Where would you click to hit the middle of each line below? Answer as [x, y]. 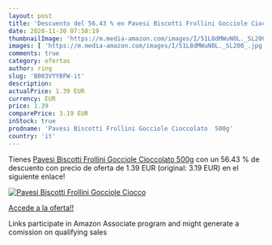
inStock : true [32, 121]
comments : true [34, 53]
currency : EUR [32, 99]
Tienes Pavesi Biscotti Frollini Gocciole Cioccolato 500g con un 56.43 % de [134, 159]
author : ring [30, 69]
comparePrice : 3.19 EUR [49, 114]
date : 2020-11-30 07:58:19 [54, 31]
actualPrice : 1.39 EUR [47, 91]
